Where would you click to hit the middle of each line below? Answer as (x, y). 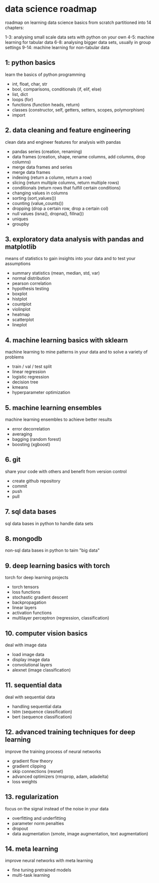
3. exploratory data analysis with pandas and (74, 239)
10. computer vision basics (47, 633)
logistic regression (31, 377)
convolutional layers (32, 665)
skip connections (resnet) (38, 771)
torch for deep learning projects (37, 578)
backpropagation (29, 602)
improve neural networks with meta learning (49, 861)
